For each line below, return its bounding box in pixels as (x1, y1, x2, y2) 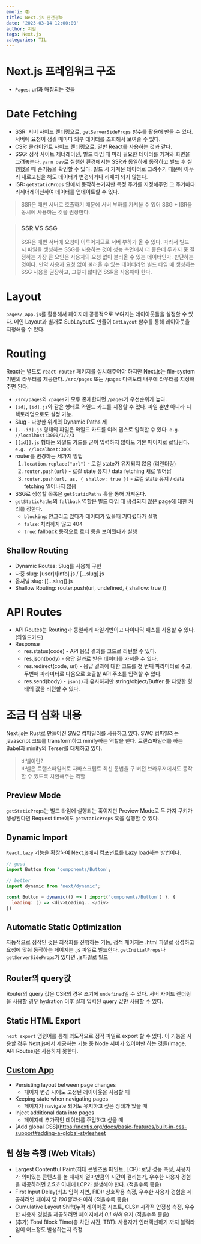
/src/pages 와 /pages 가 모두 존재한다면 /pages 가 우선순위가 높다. (14, 396, 167, 403)
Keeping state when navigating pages (14, 1095, 109, 1102)
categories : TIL (6, 37, 47, 43)
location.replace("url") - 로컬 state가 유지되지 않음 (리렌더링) (23, 460, 176, 467)
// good (6, 861, 26, 867)
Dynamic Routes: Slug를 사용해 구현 (14, 562, 102, 569)
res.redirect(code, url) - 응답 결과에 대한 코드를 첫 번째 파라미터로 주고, (23, 662, 192, 669)
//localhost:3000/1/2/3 (14, 433, 75, 439)
